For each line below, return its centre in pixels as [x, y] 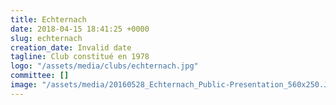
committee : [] [40, 76]
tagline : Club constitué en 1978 [80, 57]
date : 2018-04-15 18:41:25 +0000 [80, 29]
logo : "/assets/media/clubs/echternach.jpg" [104, 66]
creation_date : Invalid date [71, 47]
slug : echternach [46, 38]
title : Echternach [48, 19]
